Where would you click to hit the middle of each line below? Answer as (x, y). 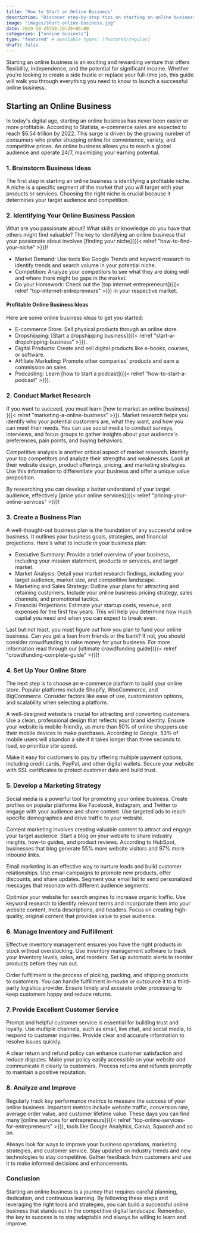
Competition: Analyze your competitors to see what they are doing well (102, 272)
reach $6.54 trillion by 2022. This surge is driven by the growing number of (98, 133)
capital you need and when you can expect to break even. (86, 618)
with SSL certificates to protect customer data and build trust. (82, 770)
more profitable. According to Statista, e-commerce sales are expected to (97, 127)
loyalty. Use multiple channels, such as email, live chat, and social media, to (99, 1029)
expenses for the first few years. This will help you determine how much (103, 612)
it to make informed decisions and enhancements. (68, 1163)
